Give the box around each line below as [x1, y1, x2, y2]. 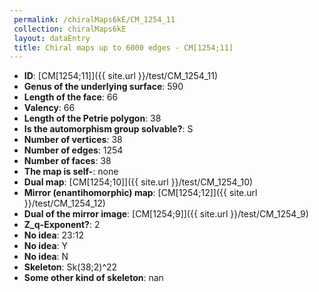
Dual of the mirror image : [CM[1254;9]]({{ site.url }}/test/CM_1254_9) [23, 208, 309, 220]
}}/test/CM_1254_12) [23, 197, 106, 210]
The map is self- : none [23, 166, 119, 178]
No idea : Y [23, 240, 69, 252]
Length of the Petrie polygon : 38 [23, 112, 162, 125]
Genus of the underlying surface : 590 [23, 81, 184, 93]
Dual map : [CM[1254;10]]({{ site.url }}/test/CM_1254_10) [23, 176, 254, 188]
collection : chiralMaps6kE [13, 24, 127, 34]
